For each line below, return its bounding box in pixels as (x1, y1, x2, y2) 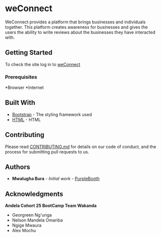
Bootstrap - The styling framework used (12, 111, 92, 117)
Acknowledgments (5, 190, 64, 198)
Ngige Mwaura (12, 222, 42, 228)
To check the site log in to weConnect (5, 61, 81, 67)
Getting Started (5, 49, 53, 57)
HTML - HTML (12, 117, 41, 122)
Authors (5, 163, 30, 171)
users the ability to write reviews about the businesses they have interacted (5, 29, 156, 35)
